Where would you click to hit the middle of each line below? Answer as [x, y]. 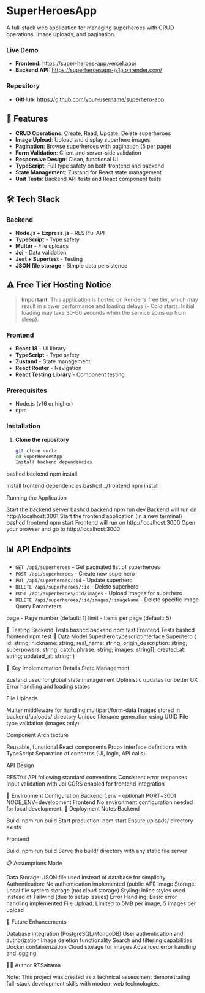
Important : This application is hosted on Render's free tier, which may [110, 299]
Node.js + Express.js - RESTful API [60, 233]
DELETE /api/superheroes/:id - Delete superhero [77, 587]
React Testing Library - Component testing [70, 374]
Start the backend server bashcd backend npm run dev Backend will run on [102, 509]
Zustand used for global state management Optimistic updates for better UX [102, 680]
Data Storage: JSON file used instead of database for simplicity [86, 878]
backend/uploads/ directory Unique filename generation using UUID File [97, 717]
